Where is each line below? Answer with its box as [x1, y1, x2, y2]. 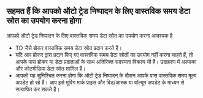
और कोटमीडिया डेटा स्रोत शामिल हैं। [15, 65, 86, 72]
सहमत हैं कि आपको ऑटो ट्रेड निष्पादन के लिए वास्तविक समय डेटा [6, 6, 191, 17]
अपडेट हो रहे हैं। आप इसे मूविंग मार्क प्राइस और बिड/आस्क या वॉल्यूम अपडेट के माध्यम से [15, 78, 185, 86]
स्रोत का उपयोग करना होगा [6, 16, 82, 26]
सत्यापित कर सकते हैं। [15, 85, 60, 92]
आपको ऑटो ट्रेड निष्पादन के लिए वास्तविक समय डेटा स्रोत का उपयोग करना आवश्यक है [6, 32, 173, 39]
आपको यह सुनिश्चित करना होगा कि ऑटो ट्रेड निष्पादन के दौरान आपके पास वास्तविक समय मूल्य [15, 72, 197, 79]
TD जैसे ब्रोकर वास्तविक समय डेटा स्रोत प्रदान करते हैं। [15, 44, 122, 51]
